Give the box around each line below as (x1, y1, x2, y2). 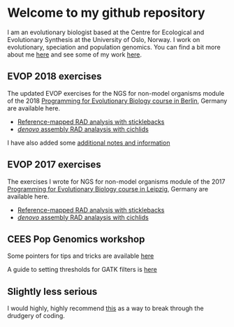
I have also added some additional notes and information (7, 138, 170, 147)
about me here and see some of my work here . (7, 50, 142, 59)
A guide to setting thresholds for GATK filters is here (7, 266, 157, 274)
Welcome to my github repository (7, 5, 205, 21)
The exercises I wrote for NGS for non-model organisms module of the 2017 (7, 177, 226, 186)
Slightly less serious (7, 285, 98, 298)
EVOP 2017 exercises (7, 159, 101, 170)
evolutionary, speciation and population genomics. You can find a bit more (7, 43, 221, 51)
